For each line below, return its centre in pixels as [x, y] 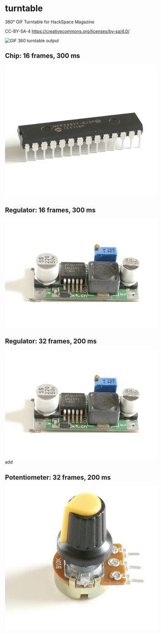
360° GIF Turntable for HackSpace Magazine [50, 22]
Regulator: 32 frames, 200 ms [51, 341]
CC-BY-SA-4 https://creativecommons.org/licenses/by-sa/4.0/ [67, 31]
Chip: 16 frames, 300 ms [43, 56]
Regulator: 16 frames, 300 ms [50, 210]
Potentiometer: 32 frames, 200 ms [58, 477]
